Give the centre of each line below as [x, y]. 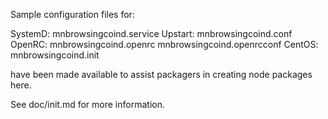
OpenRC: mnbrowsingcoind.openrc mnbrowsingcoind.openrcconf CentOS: [164, 44]
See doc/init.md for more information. [87, 104]
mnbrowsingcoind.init [55, 55]
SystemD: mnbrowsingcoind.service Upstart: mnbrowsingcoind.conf [151, 33]
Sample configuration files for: [72, 14]
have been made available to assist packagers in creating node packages [161, 74]
